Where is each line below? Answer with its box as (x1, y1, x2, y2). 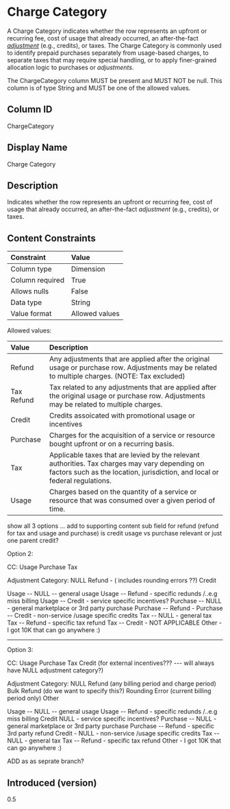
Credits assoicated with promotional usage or (49, 411, 195, 420)
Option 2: (7, 550, 34, 558)
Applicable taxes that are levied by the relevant (49, 450, 200, 460)
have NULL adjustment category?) (7, 666, 104, 675)
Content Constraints (7, 232, 96, 244)
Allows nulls (10, 287, 49, 296)
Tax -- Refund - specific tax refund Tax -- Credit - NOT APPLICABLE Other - (7, 618, 222, 627)
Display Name (7, 142, 68, 154)
